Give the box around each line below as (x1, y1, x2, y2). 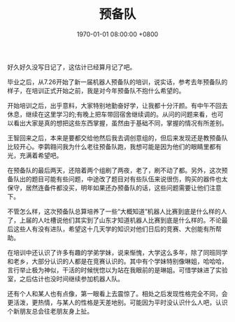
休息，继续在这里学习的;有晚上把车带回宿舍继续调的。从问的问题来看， (7, 110, 212, 118)
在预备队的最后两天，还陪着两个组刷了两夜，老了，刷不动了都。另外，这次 (7, 166, 222, 174)
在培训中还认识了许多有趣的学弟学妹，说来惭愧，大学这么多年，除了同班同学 (7, 248, 228, 256)
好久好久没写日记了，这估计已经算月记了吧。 (7, 62, 136, 71)
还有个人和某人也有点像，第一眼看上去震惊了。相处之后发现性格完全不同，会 (7, 289, 228, 297)
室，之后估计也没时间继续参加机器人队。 (7, 274, 124, 283)
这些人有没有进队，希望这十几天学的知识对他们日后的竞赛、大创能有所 (13, 225, 215, 233)
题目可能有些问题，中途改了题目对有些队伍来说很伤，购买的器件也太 (31, 174, 228, 183)
